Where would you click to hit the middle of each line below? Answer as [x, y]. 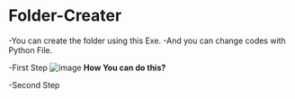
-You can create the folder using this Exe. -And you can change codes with [147, 40]
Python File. [31, 49]
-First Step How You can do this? [87, 67]
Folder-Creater [65, 16]
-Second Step [34, 85]
